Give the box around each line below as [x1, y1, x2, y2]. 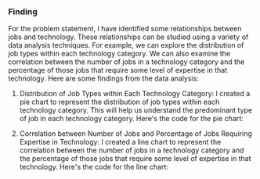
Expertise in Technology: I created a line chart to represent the [19, 138, 222, 147]
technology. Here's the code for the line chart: [19, 163, 168, 172]
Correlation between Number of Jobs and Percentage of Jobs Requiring [19, 129, 253, 138]
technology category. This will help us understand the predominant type [19, 106, 253, 115]
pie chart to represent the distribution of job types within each [19, 97, 220, 107]
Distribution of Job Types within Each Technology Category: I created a [19, 89, 251, 98]
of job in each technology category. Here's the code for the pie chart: [19, 114, 244, 124]
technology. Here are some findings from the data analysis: [8, 73, 200, 84]
